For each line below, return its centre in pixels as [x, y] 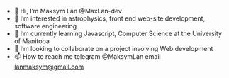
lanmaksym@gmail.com [49, 67]
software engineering [45, 26]
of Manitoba [32, 41]
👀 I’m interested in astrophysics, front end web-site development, [110, 18]
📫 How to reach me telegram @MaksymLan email [87, 56]
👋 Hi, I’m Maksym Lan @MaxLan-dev [68, 11]
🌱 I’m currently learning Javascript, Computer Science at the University [118, 33]
